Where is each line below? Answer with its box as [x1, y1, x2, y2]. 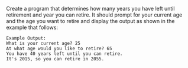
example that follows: [6, 24, 58, 31]
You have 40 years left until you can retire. [6, 51, 123, 57]
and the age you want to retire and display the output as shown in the [6, 18, 175, 24]
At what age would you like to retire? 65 [6, 46, 112, 51]
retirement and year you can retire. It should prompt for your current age [6, 11, 183, 18]
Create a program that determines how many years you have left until [6, 5, 175, 12]
